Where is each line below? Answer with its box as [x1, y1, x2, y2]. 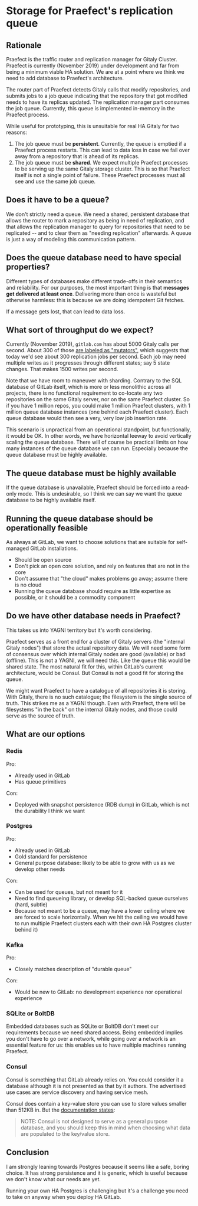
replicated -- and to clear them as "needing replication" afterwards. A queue [6, 229, 192, 237]
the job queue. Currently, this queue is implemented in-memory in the [6, 105, 175, 112]
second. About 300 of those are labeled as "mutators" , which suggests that [6, 347, 190, 354]
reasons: [6, 129, 28, 136]
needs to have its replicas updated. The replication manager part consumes [6, 99, 190, 106]
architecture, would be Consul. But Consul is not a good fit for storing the [6, 669, 184, 676]
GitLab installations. [30, 545, 78, 552]
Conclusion [6, 1148, 49, 1158]
